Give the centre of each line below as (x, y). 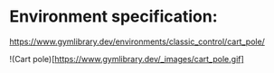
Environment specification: (114, 17)
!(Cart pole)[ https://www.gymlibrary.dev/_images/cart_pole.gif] (127, 59)
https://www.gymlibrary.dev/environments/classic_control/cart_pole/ (137, 41)
